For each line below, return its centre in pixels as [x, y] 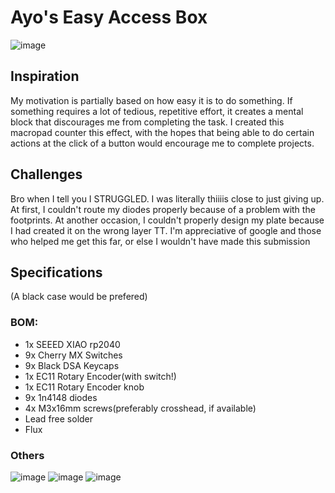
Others [27, 455]
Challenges [46, 174]
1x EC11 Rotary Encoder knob [84, 387]
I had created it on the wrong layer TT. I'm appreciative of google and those [166, 230]
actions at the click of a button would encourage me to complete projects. [162, 143]
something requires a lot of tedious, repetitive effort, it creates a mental [157, 111]
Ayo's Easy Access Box [109, 17]
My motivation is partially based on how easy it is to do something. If [151, 100]
